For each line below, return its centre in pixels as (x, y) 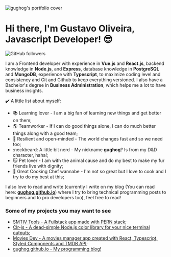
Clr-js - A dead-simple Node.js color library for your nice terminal (81, 227)
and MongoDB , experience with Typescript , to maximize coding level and (83, 74)
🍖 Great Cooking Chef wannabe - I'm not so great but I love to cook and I (89, 171)
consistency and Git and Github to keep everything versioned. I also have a (84, 80)
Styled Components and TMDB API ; (50, 244)
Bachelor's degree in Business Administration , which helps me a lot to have (86, 85)
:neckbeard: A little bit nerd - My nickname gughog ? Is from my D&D (85, 149)
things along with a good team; (45, 133)
